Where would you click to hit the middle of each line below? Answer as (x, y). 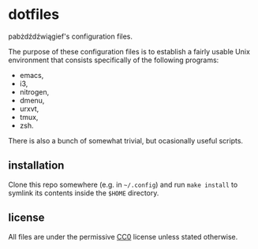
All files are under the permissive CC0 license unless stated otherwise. (123, 236)
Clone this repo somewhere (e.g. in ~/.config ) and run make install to (123, 184)
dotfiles (34, 15)
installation (36, 166)
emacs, (32, 75)
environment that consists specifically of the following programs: (114, 60)
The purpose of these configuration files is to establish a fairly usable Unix (129, 51)
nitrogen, (34, 91)
